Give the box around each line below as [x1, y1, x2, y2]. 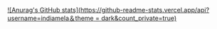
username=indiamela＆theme [7, 14, 94, 22]
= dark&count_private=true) [95, 14, 177, 22]
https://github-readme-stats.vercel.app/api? [80, 6, 210, 14]
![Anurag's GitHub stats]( [7, 6, 81, 14]
